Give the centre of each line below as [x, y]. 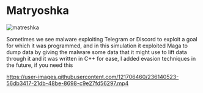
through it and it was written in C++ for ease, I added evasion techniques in [101, 58]
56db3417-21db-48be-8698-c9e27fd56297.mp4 [68, 83]
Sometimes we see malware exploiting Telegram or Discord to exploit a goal [102, 39]
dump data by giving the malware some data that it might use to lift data [97, 52]
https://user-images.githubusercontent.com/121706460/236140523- [93, 77]
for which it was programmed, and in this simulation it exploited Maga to [97, 46]
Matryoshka [38, 11]
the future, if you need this [40, 65]
